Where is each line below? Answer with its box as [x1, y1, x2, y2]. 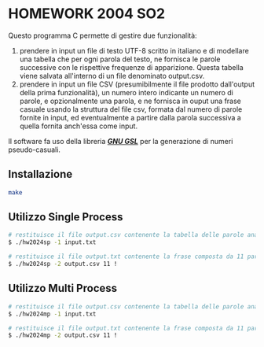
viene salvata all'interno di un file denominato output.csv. [19, 71, 205, 80]
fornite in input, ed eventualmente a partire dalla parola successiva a [19, 113, 241, 122]
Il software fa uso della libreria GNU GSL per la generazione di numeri [8, 136, 233, 146]
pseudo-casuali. [8, 145, 61, 154]
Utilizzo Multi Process [8, 282, 118, 295]
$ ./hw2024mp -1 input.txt [8, 310, 97, 318]
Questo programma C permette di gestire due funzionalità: [8, 31, 198, 40]
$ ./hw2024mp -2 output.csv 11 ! [8, 331, 118, 339]
